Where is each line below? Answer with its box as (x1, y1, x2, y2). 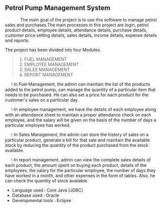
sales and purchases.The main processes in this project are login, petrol (5, 22, 149, 28)
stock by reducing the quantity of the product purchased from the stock (5, 142, 149, 148)
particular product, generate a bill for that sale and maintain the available (5, 137, 150, 143)
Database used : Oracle (12, 192, 60, 198)
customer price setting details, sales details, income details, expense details (5, 32, 157, 38)
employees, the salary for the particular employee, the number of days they (5, 167, 156, 173)
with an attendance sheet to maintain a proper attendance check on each (5, 112, 151, 118)
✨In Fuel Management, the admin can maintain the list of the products (10, 81, 150, 87)
